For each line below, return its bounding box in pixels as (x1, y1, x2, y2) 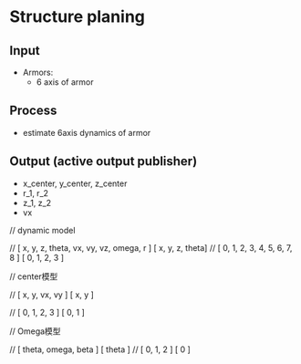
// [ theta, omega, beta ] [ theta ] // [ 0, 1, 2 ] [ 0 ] (9, 344, 192, 355)
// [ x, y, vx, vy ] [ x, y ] (9, 289, 94, 300)
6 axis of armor (36, 77, 94, 88)
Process (9, 103, 57, 119)
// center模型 (9, 271, 58, 282)
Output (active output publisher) (9, 153, 198, 170)
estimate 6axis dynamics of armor (22, 127, 151, 138)
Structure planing (9, 6, 146, 27)
